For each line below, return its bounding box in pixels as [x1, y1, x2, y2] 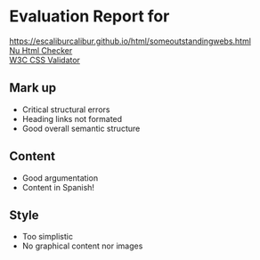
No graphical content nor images [21, 240, 143, 251]
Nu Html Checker [9, 45, 73, 55]
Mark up [9, 80, 57, 95]
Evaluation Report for [9, 6, 170, 27]
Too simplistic [21, 232, 74, 242]
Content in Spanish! [21, 182, 95, 192]
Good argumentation [21, 172, 99, 183]
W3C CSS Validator [9, 54, 80, 65]
